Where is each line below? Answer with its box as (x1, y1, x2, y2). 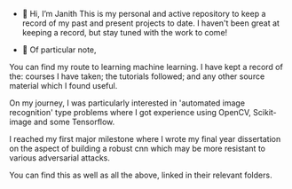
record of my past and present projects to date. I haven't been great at (21, 18, 280, 28)
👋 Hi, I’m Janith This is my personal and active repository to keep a (21, 9, 266, 19)
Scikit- (252, 107, 277, 117)
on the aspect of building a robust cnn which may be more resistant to (9, 143, 266, 154)
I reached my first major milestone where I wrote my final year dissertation (9, 134, 281, 144)
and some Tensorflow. (34, 116, 115, 127)
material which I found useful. (9, 81, 118, 91)
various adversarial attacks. (9, 153, 111, 163)
